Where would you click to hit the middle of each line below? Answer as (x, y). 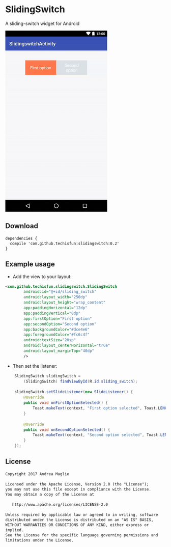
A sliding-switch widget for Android (42, 23)
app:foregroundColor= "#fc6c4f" (57, 335)
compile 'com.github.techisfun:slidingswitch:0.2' (65, 243)
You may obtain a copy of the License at (50, 494)
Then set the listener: (35, 366)
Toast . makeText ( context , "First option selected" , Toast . (95, 408)
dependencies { (21, 238)
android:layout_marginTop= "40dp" (59, 351)
